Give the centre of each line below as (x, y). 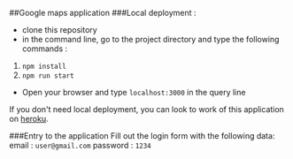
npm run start (48, 76)
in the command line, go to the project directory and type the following (150, 39)
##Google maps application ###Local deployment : (103, 13)
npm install (44, 66)
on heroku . (29, 119)
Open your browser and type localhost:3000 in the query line (134, 92)
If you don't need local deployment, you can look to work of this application (147, 109)
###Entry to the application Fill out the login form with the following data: (142, 136)
